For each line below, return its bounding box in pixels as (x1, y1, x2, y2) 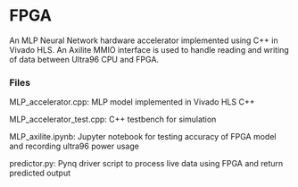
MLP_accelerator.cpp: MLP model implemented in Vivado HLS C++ (9, 97, 255, 107)
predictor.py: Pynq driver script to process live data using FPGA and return (9, 158, 284, 169)
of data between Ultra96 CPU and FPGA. (9, 54, 159, 64)
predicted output (9, 167, 71, 179)
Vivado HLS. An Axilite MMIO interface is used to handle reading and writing (9, 44, 290, 55)
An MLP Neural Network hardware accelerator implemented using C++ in (9, 35, 278, 46)
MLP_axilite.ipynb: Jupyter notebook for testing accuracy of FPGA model (9, 132, 277, 142)
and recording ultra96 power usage (9, 140, 140, 152)
